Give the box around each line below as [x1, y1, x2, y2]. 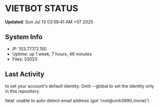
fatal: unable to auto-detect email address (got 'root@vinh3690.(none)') [5, 97, 150, 103]
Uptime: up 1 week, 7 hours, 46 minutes [12, 51, 92, 57]
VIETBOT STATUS [5, 3, 79, 14]
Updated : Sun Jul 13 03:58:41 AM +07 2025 [5, 19, 94, 25]
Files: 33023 [12, 56, 38, 62]
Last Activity [5, 70, 45, 78]
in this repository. [5, 88, 40, 94]
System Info [5, 33, 43, 41]
